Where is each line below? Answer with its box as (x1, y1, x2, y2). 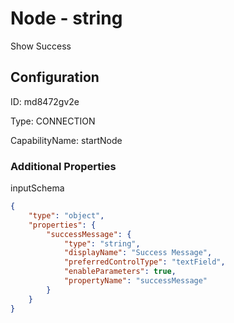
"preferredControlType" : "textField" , (63, 257, 226, 267)
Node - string (10, 7, 123, 30)
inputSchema (10, 182, 65, 194)
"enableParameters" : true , (63, 267, 177, 277)
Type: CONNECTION (10, 115, 96, 127)
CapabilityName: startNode (10, 134, 123, 146)
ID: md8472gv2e (10, 95, 80, 107)
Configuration (10, 69, 100, 86)
